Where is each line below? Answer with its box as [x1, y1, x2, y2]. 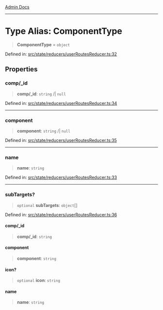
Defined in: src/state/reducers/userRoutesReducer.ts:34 [5, 100, 117, 106]
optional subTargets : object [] [16, 202, 78, 208]
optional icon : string [16, 277, 61, 283]
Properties [5, 65, 38, 73]
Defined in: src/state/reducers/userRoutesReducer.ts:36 [5, 211, 117, 218]
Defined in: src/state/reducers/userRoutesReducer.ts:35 [5, 137, 117, 143]
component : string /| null [16, 128, 70, 134]
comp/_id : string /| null [16, 91, 66, 97]
